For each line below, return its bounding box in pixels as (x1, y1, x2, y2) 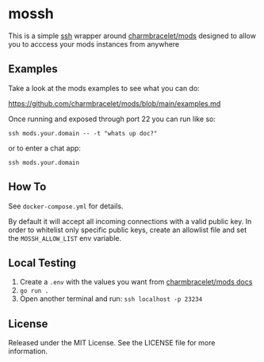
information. (8, 346, 48, 356)
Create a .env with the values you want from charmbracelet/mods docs (19, 277, 253, 287)
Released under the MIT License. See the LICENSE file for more (8, 338, 216, 348)
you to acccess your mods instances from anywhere (8, 39, 180, 48)
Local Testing (8, 256, 77, 269)
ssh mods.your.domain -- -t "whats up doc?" (8, 129, 158, 137)
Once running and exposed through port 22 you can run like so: (8, 114, 216, 124)
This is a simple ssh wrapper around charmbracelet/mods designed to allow (8, 31, 256, 40)
